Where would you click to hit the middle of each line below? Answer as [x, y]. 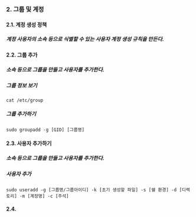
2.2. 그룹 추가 [22, 55]
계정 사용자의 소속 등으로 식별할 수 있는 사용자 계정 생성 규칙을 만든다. [85, 39]
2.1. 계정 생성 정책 [27, 24]
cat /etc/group [25, 100]
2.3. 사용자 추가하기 [29, 143]
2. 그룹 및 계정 [25, 9]
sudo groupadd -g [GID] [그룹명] [45, 130]
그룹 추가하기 [21, 114]
